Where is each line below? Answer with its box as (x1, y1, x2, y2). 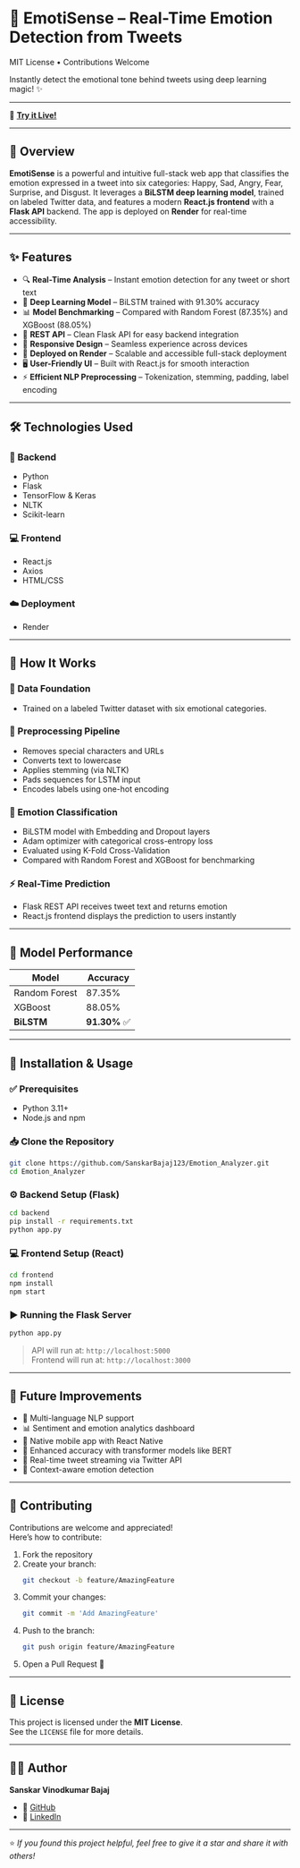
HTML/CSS (21, 574, 64, 585)
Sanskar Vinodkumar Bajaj (9, 1784, 110, 1795)
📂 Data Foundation (9, 683, 91, 695)
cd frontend (9, 1270, 54, 1280)
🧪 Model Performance (9, 945, 134, 960)
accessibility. (9, 215, 58, 226)
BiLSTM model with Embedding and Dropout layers (21, 827, 211, 837)
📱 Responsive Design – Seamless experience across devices (21, 338, 248, 349)
